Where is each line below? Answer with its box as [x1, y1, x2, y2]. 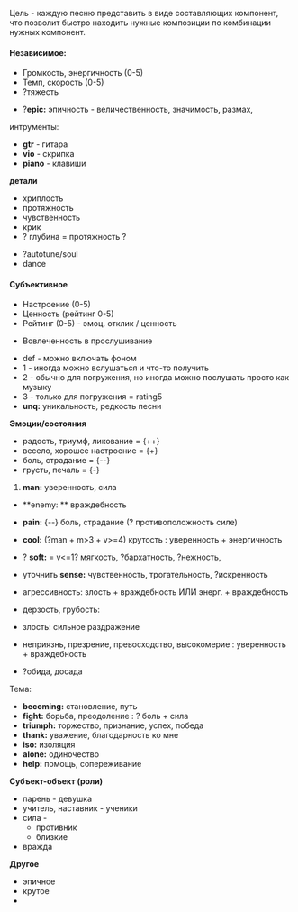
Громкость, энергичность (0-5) [22, 68, 144, 78]
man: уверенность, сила [22, 482, 117, 493]
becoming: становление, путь [22, 701, 138, 712]
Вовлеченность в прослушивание [22, 335, 153, 346]
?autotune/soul [22, 249, 78, 260]
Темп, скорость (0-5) [22, 77, 104, 88]
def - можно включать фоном [22, 353, 137, 364]
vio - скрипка [22, 149, 75, 160]
